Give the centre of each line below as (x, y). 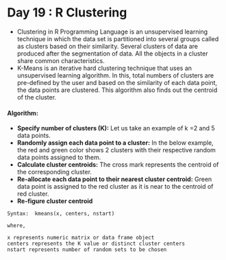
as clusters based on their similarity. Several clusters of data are (108, 46)
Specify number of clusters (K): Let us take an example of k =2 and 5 (116, 128)
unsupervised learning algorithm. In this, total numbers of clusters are (115, 75)
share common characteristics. (61, 60)
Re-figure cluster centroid (55, 201)
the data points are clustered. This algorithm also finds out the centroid (117, 90)
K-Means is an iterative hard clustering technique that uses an (104, 68)
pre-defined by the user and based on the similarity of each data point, (117, 82)
